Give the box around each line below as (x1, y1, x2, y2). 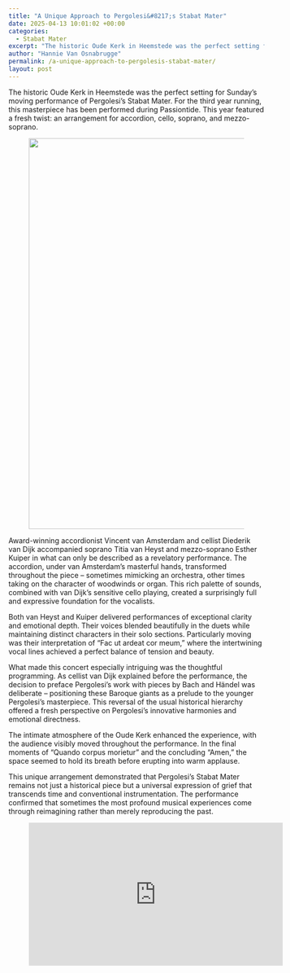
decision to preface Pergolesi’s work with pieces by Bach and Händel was (8, 679, 256, 689)
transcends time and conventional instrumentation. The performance (8, 789, 239, 799)
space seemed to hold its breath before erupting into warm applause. (8, 756, 240, 765)
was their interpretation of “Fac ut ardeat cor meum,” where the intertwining (8, 638, 262, 647)
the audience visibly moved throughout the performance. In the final (8, 739, 237, 748)
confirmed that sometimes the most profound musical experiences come (8, 797, 252, 807)
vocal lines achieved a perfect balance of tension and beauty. (8, 646, 214, 656)
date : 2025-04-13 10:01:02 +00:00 (8, 20, 126, 28)
